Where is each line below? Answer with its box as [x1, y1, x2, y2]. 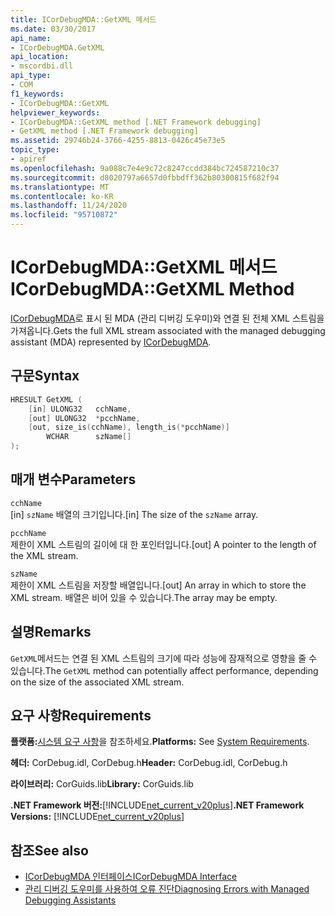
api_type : [10, 71, 52, 81]
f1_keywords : [10, 89, 65, 99]
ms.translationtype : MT [10, 182, 110, 192]
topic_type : [10, 145, 60, 155]
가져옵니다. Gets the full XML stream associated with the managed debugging [10, 324, 326, 336]
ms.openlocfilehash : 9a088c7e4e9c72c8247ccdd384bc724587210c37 [10, 163, 280, 173]
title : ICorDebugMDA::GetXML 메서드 [10, 14, 157, 25]
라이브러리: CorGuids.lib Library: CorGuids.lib [10, 778, 194, 790]
